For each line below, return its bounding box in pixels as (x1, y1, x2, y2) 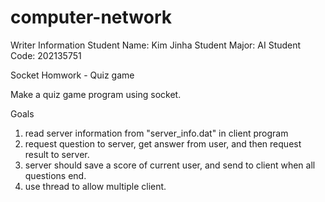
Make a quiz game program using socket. (10, 88, 182, 100)
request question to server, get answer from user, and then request (24, 137, 302, 150)
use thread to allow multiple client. (24, 180, 167, 192)
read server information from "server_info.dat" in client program (24, 127, 289, 139)
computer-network (10, 6, 173, 29)
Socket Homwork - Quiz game (10, 69, 135, 81)
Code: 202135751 (10, 49, 82, 61)
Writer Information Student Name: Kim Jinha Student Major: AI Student (10, 39, 302, 51)
